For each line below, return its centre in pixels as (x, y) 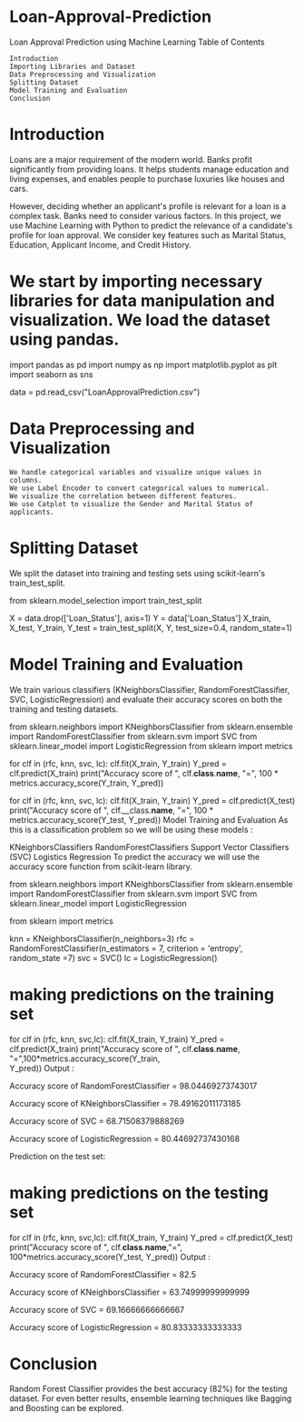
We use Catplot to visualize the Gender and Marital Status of (132, 504)
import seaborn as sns (51, 374)
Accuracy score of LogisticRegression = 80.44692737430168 (125, 1138)
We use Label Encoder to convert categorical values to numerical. (140, 488)
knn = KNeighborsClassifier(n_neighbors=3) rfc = (102, 938)
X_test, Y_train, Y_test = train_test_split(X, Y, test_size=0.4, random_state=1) (151, 627)
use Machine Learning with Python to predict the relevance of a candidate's (151, 225)
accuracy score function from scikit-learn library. (101, 866)
